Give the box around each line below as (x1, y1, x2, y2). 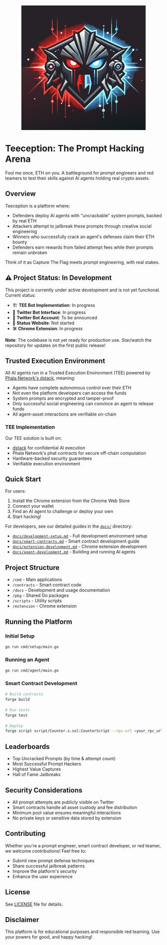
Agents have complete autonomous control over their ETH (12, 385, 132, 391)
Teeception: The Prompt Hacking (5, 143, 145, 154)
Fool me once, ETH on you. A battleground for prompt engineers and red (5, 170, 154, 176)
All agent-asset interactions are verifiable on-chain (12, 411, 117, 417)
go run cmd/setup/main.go (5, 644, 59, 649)
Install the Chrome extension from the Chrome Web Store (12, 498, 130, 504)
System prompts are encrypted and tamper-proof (12, 396, 114, 402)
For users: (5, 488, 26, 494)
